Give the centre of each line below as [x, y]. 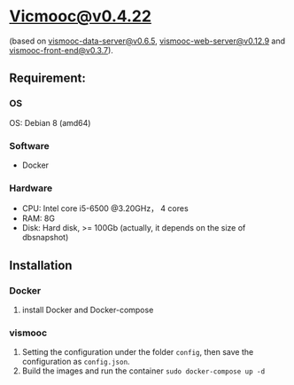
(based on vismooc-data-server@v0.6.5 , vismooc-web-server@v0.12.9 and [147, 41]
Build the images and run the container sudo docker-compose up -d [143, 371]
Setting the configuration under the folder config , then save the [138, 352]
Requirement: [48, 79]
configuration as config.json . [76, 362]
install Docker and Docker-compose [88, 310]
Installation [41, 265]
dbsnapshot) [45, 238]
